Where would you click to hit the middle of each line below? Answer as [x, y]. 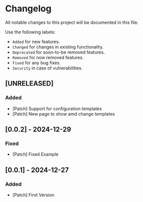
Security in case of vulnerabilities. [47, 68]
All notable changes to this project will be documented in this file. [72, 22]
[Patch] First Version [33, 195]
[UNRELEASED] [29, 84]
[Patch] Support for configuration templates [57, 108]
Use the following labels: [30, 32]
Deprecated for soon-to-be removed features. [59, 52]
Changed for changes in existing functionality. [58, 47]
